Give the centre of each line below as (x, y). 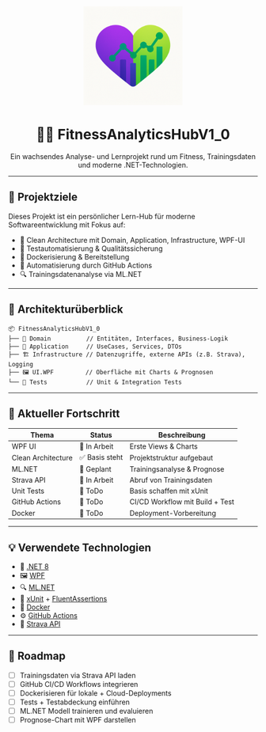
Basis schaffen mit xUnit (169, 491)
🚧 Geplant (95, 468)
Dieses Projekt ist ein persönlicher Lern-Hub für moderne (102, 216)
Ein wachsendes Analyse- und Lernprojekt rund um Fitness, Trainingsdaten (133, 156)
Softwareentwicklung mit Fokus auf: (67, 225)
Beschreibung (182, 434)
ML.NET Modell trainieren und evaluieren (86, 711)
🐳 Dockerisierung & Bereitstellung (74, 256)
